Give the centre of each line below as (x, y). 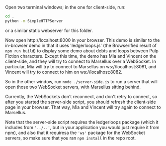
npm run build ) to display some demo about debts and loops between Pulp (82, 51)
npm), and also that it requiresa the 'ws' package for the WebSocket (75, 133)
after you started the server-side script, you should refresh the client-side (81, 102)
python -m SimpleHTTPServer (34, 21)
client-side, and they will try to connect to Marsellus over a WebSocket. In (81, 61)
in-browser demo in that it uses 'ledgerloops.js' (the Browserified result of (81, 45)
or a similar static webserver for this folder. (49, 30)
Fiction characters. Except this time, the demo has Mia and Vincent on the (81, 56)
